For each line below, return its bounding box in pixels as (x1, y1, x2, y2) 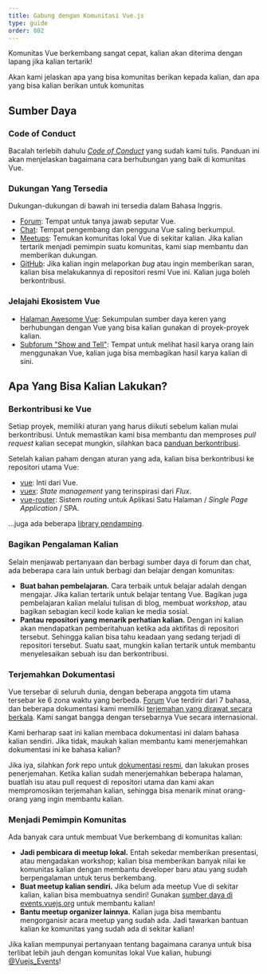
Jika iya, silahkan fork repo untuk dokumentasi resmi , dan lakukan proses (8, 760, 249, 770)
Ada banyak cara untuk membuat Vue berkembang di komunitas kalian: (8, 832, 243, 842)
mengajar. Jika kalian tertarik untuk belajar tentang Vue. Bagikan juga (19, 589, 248, 599)
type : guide (8, 19, 48, 27)
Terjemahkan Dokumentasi (8, 668, 116, 679)
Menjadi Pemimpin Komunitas (8, 814, 127, 825)
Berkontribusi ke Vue (8, 403, 92, 414)
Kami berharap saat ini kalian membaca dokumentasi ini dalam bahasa (8, 727, 239, 737)
